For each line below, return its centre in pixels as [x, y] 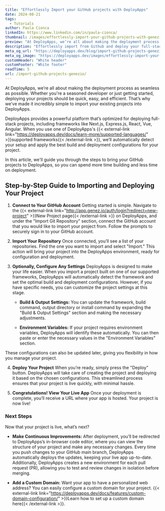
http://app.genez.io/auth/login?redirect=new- [112, 210]
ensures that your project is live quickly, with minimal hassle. [73, 383]
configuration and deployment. [43, 257]
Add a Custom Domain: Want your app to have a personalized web [80, 482]
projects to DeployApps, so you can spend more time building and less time [82, 165]
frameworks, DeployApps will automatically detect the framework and [82, 276]
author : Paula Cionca [27, 28]
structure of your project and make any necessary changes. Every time [84, 447]
